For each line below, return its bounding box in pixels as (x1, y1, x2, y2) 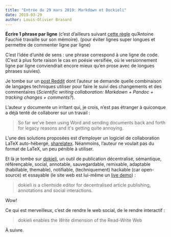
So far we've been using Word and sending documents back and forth (17, 120, 166, 126)
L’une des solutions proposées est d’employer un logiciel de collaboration (5, 135, 160, 141)
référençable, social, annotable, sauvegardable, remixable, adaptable (5, 161, 151, 167)
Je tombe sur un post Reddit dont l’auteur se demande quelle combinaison (5, 78, 162, 84)
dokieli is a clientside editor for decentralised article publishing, (17, 182, 151, 188)
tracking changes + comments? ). (5, 94, 75, 100)
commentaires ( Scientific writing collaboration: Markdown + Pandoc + (5, 89, 154, 95)
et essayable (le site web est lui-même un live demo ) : (22, 172, 136, 178)
